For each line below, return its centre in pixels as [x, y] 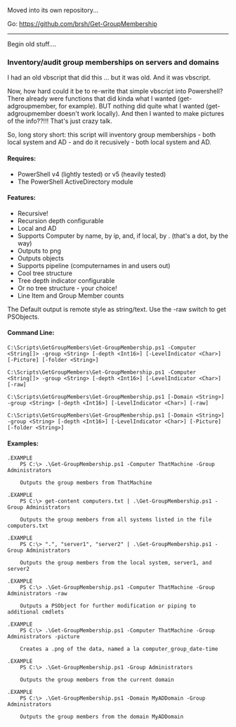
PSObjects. [24, 317]
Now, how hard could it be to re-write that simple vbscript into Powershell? [115, 91]
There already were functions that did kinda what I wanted [92, 99]
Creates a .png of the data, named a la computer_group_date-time [119, 649]
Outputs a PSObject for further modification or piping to [108, 606]
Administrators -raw [38, 594]
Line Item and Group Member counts [71, 296]
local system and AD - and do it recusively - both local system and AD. [110, 142]
